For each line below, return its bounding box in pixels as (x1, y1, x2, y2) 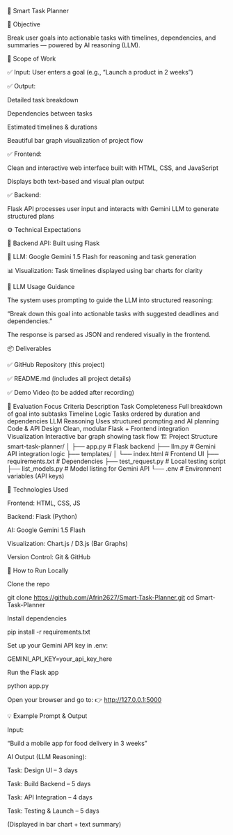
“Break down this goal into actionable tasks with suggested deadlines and (7, 310, 219, 318)
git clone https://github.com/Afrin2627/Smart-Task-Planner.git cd (7, 593, 195, 602)
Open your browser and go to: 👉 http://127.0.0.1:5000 (7, 696, 162, 703)
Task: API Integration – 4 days (7, 793, 93, 801)
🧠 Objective (7, 20, 40, 28)
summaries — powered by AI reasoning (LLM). (7, 41, 140, 49)
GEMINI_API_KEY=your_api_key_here (7, 655, 113, 663)
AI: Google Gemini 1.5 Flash (7, 526, 86, 534)
